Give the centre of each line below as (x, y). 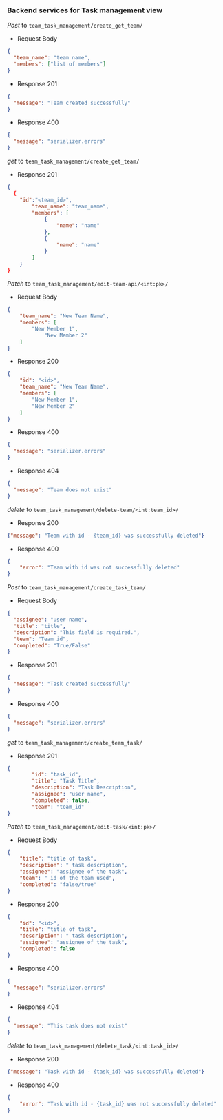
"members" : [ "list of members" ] (60, 64)
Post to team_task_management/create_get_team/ (75, 26)
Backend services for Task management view (85, 10)
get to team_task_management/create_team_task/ (75, 742)
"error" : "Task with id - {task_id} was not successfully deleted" (118, 1104)
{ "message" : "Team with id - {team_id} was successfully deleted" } (106, 536)
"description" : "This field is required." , (76, 632)
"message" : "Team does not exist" (63, 490)
